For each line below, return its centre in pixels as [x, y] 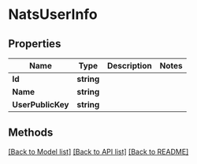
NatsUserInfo [53, 15]
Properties [35, 44]
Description [130, 66]
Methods [31, 133]
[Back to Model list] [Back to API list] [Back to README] [98, 151]
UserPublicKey [41, 104]
